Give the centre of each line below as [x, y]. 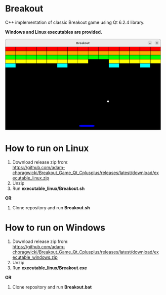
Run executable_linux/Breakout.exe [50, 268]
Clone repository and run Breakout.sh [51, 208]
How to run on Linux [47, 148]
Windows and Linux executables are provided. [54, 32]
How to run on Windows [55, 228]
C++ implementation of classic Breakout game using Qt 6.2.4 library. [75, 22]
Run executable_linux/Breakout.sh [48, 188]
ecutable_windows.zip [35, 257]
